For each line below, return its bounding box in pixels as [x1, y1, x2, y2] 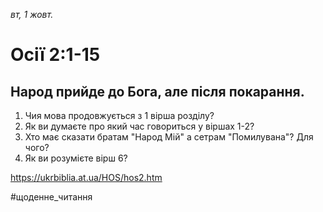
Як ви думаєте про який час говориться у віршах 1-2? [24, 120, 255, 132]
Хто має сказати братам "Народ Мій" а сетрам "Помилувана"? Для [24, 131, 314, 143]
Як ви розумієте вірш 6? [24, 152, 128, 164]
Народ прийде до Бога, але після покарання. [10, 83, 305, 100]
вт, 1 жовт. [10, 9, 54, 20]
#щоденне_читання [10, 191, 93, 203]
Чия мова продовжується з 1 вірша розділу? [24, 110, 215, 121]
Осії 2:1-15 [10, 44, 101, 66]
